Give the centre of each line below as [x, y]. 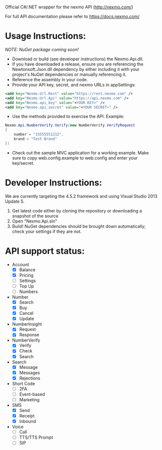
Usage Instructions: [45, 36]
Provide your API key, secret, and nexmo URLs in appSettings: [74, 85]
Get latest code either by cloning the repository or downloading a [77, 210]
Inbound [28, 421]
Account [20, 264]
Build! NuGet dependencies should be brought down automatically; [79, 226]
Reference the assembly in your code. [50, 79]
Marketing [29, 399]
